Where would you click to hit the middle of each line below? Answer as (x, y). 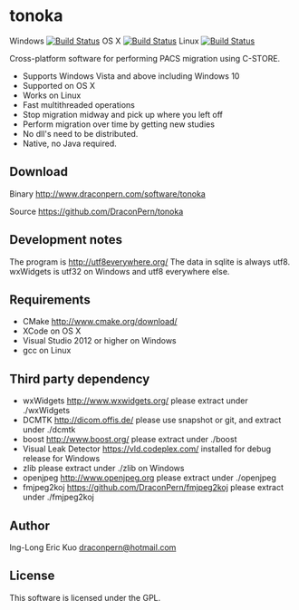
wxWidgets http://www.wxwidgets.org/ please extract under (135, 401)
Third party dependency (80, 378)
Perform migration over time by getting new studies (119, 124)
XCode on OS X (52, 331)
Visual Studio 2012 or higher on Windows (99, 341)
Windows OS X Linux (104, 41)
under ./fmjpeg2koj (58, 497)
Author (29, 525)
